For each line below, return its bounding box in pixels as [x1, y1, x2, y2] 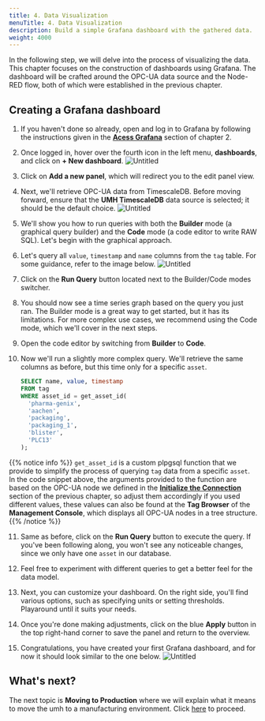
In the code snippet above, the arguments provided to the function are [9, 474, 237, 484]
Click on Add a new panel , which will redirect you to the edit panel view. [20, 171, 255, 181]
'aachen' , [28, 407, 60, 415]
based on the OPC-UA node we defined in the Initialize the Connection [9, 483, 241, 492]
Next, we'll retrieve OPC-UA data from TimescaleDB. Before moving [20, 187, 241, 196]
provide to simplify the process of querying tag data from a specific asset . [9, 466, 251, 476]
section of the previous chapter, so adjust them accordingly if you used [9, 491, 241, 501]
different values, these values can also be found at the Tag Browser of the [9, 499, 251, 509]
